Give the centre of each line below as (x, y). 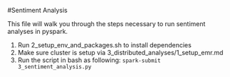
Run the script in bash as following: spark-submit (89, 60)
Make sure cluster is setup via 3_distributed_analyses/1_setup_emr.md (120, 53)
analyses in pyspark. (38, 31)
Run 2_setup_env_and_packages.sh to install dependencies (105, 45)
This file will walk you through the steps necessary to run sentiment (106, 24)
